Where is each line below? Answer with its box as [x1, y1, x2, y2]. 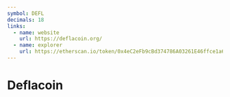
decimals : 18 [7, 16, 44, 23]
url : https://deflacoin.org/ [19, 36, 103, 42]
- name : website [13, 29, 60, 36]
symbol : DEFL [7, 10, 44, 17]
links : [7, 23, 26, 29]
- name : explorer [13, 42, 63, 48]
